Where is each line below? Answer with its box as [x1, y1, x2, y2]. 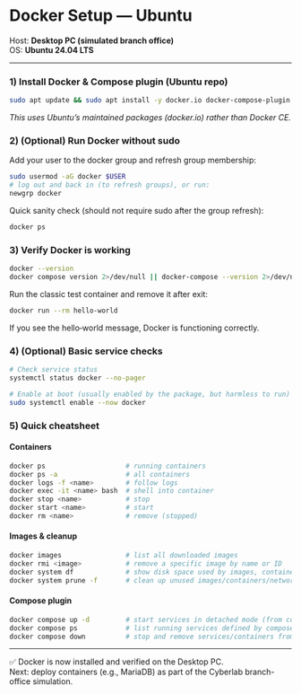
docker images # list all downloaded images [9, 551, 239, 560]
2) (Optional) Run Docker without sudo [9, 135, 181, 147]
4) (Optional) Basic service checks [9, 345, 163, 357]
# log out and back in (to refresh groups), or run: [9, 180, 211, 189]
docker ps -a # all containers [9, 470, 191, 479]
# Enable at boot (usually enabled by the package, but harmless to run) [9, 390, 291, 399]
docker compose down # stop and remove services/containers [9, 632, 275, 641]
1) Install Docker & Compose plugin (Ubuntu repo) [9, 75, 228, 88]
